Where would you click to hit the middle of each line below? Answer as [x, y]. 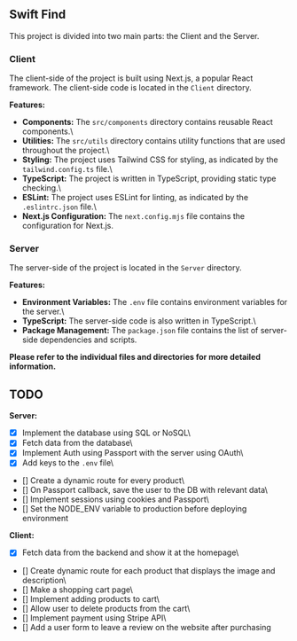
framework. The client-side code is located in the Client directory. [130, 88]
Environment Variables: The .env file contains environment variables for [155, 302]
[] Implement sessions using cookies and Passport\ [116, 499]
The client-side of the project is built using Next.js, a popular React [131, 78]
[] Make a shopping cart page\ [77, 590]
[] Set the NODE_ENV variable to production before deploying [134, 509]
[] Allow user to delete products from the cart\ [106, 608]
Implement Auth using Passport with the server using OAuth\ [133, 453]
